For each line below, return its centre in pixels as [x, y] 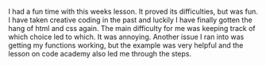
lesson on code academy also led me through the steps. [100, 54]
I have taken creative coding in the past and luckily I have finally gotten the [130, 20]
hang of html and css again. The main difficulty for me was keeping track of [132, 28]
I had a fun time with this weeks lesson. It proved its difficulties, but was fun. [133, 12]
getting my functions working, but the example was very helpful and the [126, 45]
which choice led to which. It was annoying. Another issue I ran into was [126, 37]
